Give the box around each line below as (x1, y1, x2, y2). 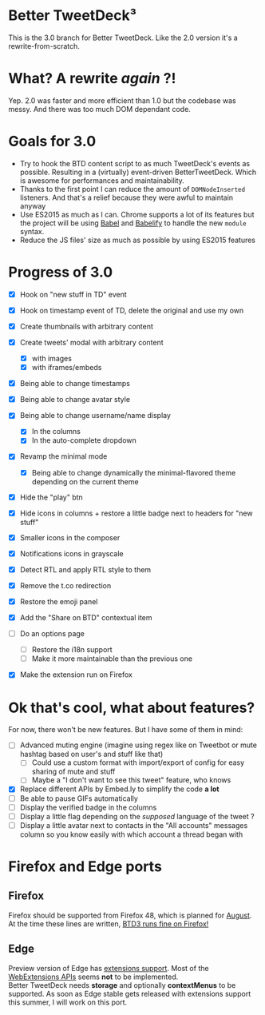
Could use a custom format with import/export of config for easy (31, 758, 245, 767)
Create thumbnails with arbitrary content (19, 321, 154, 331)
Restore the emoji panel (19, 596, 98, 606)
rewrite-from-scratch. (8, 41, 80, 50)
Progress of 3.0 (8, 263, 113, 281)
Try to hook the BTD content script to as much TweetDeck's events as (19, 158, 250, 168)
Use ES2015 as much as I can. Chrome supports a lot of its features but (19, 209, 255, 219)
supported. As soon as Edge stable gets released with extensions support (8, 989, 251, 998)
